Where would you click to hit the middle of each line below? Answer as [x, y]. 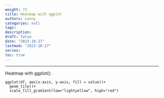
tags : [10, 28]
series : [13, 50]
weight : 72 [16, 10]
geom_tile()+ [23, 87]
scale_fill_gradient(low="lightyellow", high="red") [64, 91]
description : [18, 32]
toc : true [15, 55]
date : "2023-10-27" [25, 41]
